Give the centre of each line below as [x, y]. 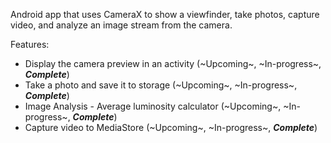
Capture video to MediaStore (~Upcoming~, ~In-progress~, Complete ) [171, 127]
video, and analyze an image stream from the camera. [121, 25]
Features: [30, 44]
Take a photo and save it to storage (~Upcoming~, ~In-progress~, [161, 85]
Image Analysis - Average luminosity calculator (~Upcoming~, [153, 106]
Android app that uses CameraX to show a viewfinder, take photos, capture [165, 14]
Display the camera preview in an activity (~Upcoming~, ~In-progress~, [173, 63]
